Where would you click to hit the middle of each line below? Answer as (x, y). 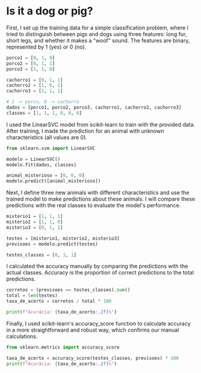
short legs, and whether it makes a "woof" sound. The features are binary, (98, 40)
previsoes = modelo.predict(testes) (52, 244)
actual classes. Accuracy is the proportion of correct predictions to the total (100, 273)
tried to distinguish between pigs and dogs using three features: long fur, (97, 34)
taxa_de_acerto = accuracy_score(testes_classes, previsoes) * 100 (93, 358)
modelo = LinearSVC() (33, 159)
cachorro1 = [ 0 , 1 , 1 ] (35, 80)
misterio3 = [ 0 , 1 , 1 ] (35, 227)
